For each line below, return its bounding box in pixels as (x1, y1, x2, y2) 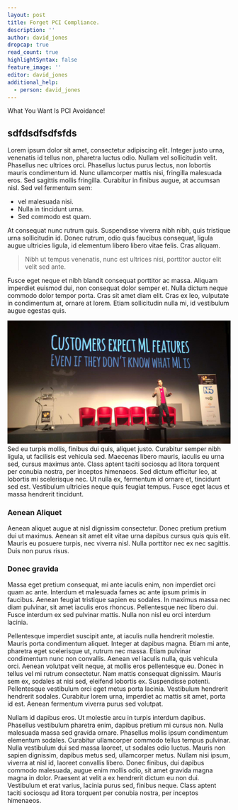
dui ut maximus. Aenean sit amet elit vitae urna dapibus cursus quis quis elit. (7, 531, 231, 540)
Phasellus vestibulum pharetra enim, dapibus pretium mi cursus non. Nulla (7, 721, 224, 729)
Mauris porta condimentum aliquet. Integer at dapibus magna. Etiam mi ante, (7, 639, 231, 648)
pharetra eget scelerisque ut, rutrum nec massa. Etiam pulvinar (7, 646, 191, 655)
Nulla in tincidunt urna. (17, 205, 84, 213)
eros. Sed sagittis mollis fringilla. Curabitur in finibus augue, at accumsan (7, 176, 220, 184)
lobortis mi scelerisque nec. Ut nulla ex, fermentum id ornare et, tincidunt (7, 475, 221, 484)
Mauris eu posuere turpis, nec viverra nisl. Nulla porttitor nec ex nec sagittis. (7, 539, 231, 548)
